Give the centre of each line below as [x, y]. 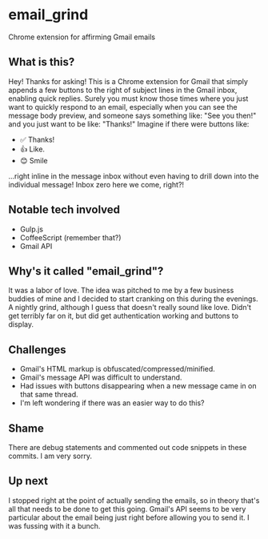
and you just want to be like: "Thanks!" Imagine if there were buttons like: [129, 124]
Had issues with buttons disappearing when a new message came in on [138, 386]
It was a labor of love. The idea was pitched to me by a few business [121, 291]
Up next [28, 481]
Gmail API [36, 246]
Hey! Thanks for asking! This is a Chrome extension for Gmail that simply [128, 81]
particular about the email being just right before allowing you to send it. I [129, 517]
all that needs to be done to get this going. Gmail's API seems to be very [127, 509]
